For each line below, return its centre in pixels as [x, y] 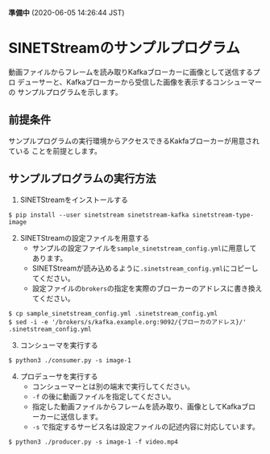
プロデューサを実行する [59, 376]
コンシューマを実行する [59, 345]
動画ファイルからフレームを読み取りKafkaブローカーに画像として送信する [131, 72]
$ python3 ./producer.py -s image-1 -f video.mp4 [93, 442]
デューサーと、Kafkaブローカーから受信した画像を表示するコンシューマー [140, 82]
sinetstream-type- [223, 215]
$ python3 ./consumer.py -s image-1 [70, 360]
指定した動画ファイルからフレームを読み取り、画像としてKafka [137, 407]
